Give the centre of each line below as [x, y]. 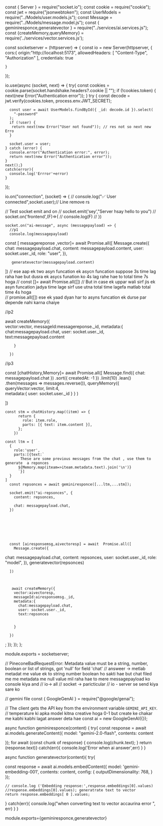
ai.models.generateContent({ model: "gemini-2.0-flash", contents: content [79, 733]
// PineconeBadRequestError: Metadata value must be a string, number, [77, 663]
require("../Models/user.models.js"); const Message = [59, 17]
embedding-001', [22, 772]
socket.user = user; [30, 144]
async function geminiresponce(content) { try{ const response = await [76, 728]
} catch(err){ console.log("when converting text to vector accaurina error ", [80, 803]
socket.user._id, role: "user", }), [36, 253]
